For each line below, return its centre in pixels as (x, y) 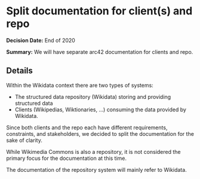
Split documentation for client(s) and (99, 11)
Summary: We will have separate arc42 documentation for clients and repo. (100, 51)
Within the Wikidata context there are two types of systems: (80, 85)
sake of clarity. (24, 140)
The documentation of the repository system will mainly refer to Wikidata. (96, 169)
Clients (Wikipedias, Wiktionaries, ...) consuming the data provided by (101, 110)
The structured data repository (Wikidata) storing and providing (93, 96)
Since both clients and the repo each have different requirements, (87, 128)
